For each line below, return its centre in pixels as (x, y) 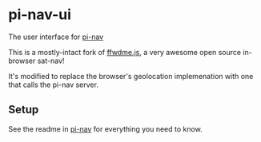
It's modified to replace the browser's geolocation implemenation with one (131, 76)
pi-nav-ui (40, 15)
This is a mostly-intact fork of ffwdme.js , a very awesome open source (125, 52)
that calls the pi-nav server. (53, 85)
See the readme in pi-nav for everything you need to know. (105, 128)
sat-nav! (51, 61)
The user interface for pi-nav (56, 37)
